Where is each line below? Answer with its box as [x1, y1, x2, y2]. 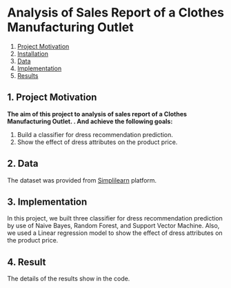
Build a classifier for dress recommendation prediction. [17, 130, 174, 138]
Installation [17, 50, 49, 58]
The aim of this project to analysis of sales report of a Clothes [7, 110, 188, 118]
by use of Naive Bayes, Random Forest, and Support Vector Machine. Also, [7, 222, 220, 230]
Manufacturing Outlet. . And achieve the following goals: [7, 117, 173, 125]
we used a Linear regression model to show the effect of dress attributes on [7, 229, 223, 237]
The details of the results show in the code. [7, 274, 130, 283]
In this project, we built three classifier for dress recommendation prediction [7, 214, 223, 223]
